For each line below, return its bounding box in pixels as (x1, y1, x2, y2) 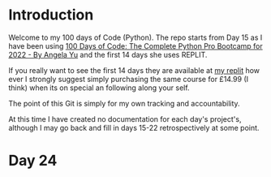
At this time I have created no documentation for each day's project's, (8, 114, 242, 123)
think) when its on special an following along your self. (8, 83, 190, 93)
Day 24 (8, 152, 58, 170)
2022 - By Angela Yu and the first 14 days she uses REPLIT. (8, 50, 208, 59)
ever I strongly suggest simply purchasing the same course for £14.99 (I (8, 74, 249, 84)
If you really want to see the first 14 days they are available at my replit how (8, 65, 260, 75)
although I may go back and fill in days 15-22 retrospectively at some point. (8, 123, 260, 132)
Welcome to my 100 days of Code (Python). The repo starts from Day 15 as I (8, 32, 263, 42)
